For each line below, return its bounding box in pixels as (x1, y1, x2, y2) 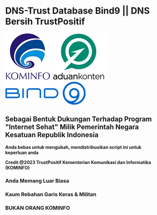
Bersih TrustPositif (5, 16, 86, 27)
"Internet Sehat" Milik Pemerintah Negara (5, 123, 139, 131)
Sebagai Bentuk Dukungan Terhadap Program (5, 115, 152, 124)
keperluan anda (5, 149, 39, 155)
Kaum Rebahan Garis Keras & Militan (5, 191, 97, 198)
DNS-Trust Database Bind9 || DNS (5, 5, 150, 17)
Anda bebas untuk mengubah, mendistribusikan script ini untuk (5, 144, 142, 150)
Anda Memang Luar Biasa (5, 177, 69, 184)
